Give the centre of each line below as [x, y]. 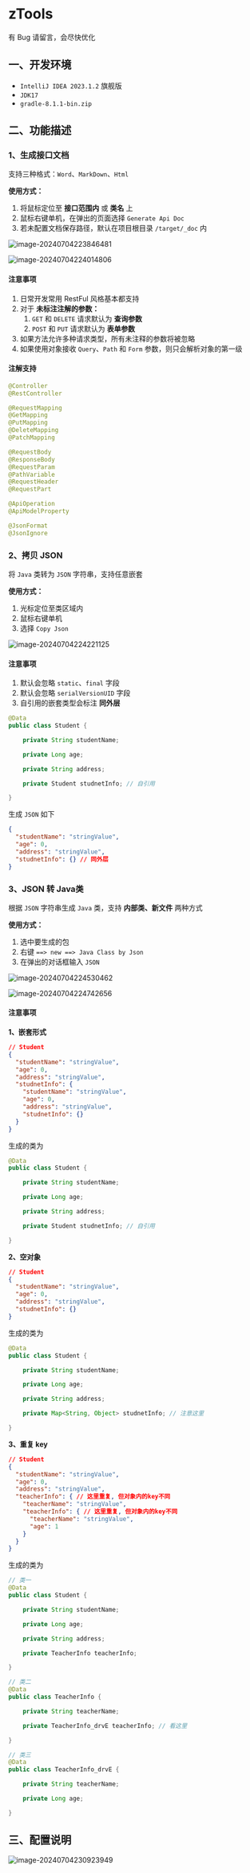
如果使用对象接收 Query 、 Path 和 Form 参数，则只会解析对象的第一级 [131, 349]
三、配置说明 [40, 1840]
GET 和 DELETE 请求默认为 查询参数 [87, 318]
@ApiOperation [32, 504]
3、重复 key [28, 1444]
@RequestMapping [35, 408]
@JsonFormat [28, 526]
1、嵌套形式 [28, 1032]
